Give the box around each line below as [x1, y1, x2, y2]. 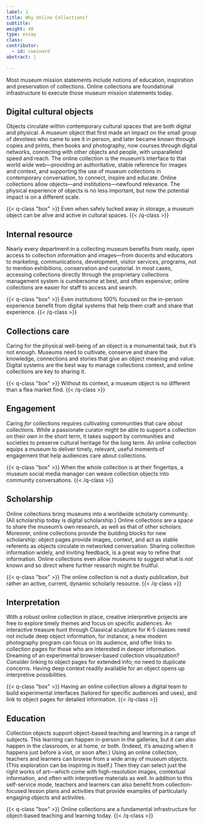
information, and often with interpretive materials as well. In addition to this [6, 775, 193, 782]
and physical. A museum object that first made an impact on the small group [6, 129, 197, 136]
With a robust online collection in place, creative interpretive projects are [6, 613, 188, 621]
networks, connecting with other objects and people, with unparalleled [6, 148, 183, 156]
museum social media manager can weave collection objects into [6, 470, 170, 477]
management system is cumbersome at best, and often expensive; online [6, 277, 189, 285]
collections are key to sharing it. [6, 368, 86, 375]
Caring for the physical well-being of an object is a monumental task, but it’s [6, 342, 196, 349]
